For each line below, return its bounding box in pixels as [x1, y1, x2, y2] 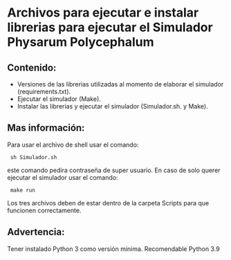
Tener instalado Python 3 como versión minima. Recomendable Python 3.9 [7, 244, 220, 253]
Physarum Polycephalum [7, 35, 154, 50]
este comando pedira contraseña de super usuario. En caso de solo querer [7, 166, 221, 174]
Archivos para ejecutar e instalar [7, 5, 199, 21]
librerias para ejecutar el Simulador [7, 19, 213, 35]
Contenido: [7, 62, 57, 73]
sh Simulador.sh [10, 154, 57, 160]
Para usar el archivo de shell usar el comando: [7, 140, 139, 149]
